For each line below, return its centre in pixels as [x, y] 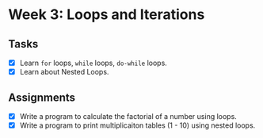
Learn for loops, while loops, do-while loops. [93, 63]
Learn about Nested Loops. [64, 72]
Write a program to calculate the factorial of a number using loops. [128, 116]
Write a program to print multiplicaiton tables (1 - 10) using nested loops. [137, 125]
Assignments [42, 97]
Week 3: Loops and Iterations [107, 15]
